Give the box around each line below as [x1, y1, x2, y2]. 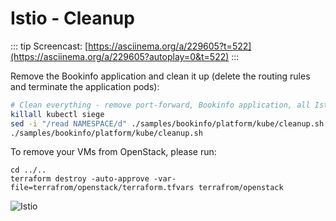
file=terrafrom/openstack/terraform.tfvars [10, 183, 195, 193]
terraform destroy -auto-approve [10, 174, 150, 184]
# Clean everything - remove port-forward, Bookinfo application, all [10, 100, 311, 110]
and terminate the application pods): [10, 80, 160, 92]
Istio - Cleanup [10, 7, 135, 30]
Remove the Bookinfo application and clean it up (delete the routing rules [10, 70, 311, 82]
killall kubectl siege [10, 109, 105, 119]
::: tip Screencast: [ [10, 40, 89, 52]
